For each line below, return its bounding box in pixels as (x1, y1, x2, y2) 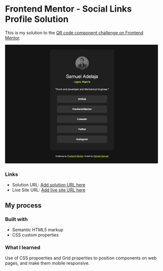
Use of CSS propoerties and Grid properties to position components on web (5, 255, 157, 261)
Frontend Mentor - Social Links (5, 3, 132, 15)
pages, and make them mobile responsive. (5, 260, 90, 266)
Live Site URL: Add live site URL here (12, 187, 86, 193)
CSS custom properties (12, 232, 59, 237)
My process (5, 201, 42, 209)
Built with (5, 216, 28, 222)
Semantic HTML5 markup (12, 227, 64, 233)
